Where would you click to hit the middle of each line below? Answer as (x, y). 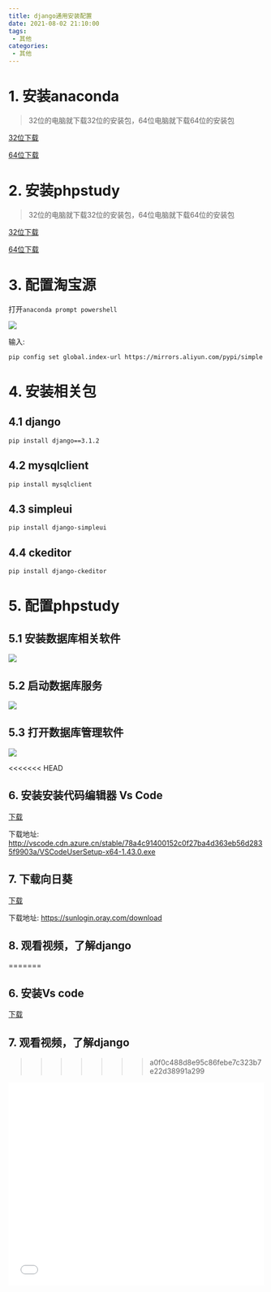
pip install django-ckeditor (58, 572)
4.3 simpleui (41, 510)
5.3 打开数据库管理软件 (66, 733)
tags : (17, 31)
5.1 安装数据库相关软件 (65, 638)
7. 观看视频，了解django (69, 1042)
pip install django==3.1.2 (54, 441)
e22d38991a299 (177, 1071)
